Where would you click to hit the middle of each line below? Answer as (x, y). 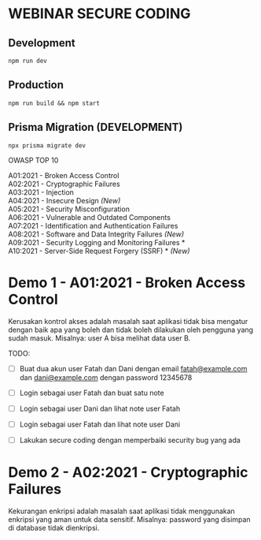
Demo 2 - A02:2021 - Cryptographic (128, 473)
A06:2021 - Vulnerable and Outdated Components (90, 217)
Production (36, 85)
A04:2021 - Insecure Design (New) (64, 200)
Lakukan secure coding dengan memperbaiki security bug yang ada (130, 440)
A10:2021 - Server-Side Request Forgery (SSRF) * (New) (99, 251)
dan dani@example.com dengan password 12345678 (106, 377)
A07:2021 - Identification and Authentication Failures (93, 225)
